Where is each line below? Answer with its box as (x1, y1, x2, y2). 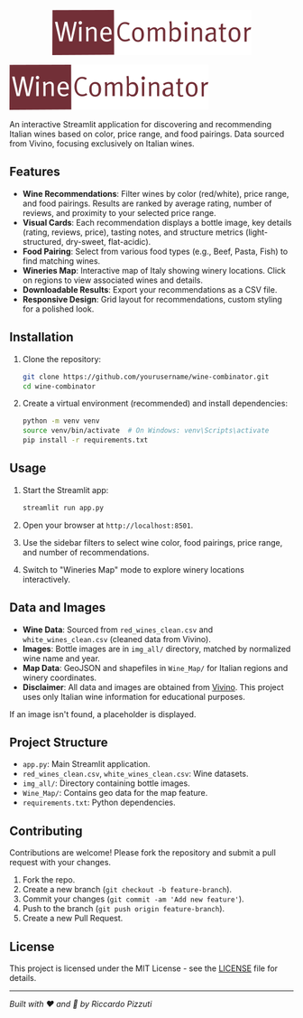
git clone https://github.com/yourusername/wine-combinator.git (22, 372, 270, 381)
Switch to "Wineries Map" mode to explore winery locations (22, 564, 245, 574)
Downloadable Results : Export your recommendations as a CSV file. (22, 284, 278, 294)
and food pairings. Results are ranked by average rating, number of (22, 198, 272, 209)
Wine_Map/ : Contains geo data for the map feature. (22, 788, 208, 799)
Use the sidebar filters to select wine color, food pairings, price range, (22, 537, 283, 547)
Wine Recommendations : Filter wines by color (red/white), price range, (22, 188, 289, 199)
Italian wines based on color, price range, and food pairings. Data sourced (9, 128, 285, 139)
